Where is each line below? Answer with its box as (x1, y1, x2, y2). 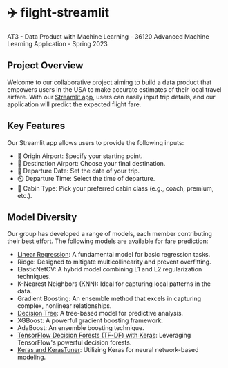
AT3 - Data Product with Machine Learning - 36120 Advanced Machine (7, 32, 209, 41)
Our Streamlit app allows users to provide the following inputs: (7, 138, 184, 146)
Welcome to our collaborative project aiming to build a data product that (7, 78, 212, 86)
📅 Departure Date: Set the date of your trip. (17, 166, 140, 175)
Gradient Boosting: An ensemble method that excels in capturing (17, 294, 202, 303)
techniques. (17, 273, 51, 281)
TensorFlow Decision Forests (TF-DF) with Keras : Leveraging (17, 331, 191, 340)
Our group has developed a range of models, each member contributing (7, 230, 212, 238)
